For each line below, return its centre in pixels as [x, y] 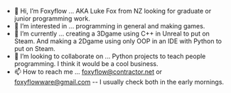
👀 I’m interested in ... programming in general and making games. [109, 26]
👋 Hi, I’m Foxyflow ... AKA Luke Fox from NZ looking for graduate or [113, 11]
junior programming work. [52, 18]
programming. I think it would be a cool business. [86, 64]
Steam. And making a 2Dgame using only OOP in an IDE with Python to [118, 41]
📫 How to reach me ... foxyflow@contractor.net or [88, 72]
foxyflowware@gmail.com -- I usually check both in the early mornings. [119, 82]
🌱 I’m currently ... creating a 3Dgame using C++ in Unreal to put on [112, 33]
